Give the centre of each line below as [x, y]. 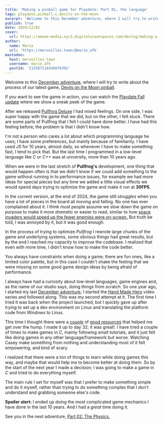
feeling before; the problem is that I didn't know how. [58, 127]
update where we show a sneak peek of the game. [56, 102]
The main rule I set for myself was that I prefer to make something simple [78, 382]
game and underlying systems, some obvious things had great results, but [79, 237]
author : [13, 41]
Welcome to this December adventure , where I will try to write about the [77, 82]
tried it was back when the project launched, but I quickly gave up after [76, 302]
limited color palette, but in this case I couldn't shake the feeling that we [77, 262]
